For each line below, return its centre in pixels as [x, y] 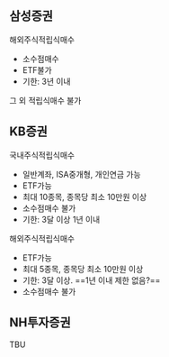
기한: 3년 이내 [46, 81]
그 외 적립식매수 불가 [45, 100]
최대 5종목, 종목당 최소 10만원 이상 [83, 269]
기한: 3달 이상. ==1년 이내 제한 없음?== [91, 280]
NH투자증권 [40, 323]
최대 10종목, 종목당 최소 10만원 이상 [84, 197]
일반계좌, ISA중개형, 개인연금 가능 [81, 174]
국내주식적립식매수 [42, 155]
